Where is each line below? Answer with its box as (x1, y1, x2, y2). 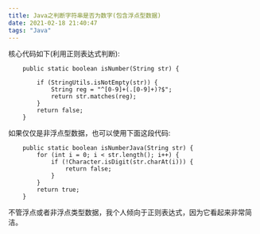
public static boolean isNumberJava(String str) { (22, 144, 194, 152)
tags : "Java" (8, 26, 52, 34)
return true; (37, 186, 80, 194)
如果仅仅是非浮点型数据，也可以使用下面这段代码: (8, 129, 171, 138)
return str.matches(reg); (50, 93, 137, 101)
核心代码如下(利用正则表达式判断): (8, 49, 121, 59)
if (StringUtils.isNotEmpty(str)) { (37, 79, 158, 87)
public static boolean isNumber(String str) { (22, 65, 180, 73)
